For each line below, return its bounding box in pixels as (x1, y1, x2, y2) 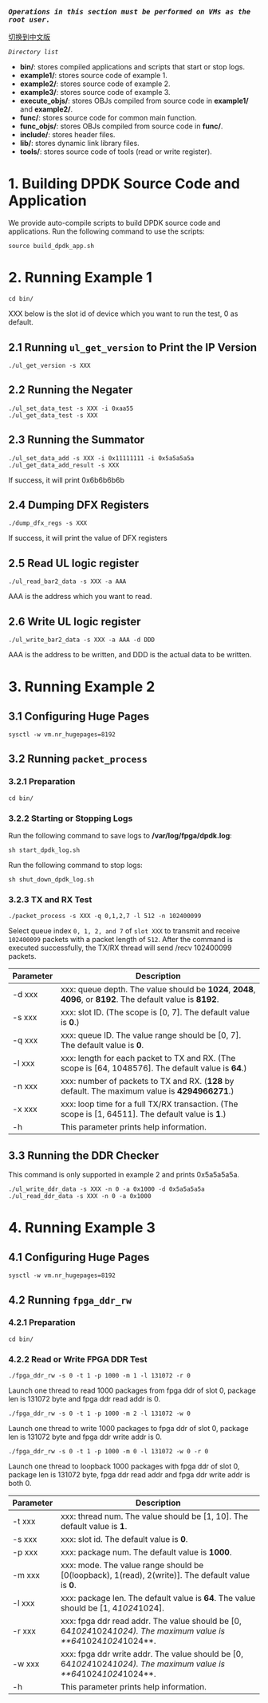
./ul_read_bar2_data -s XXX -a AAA (8, 578, 127, 585)
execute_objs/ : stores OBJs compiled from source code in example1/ (19, 96, 249, 106)
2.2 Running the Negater (8, 383, 133, 397)
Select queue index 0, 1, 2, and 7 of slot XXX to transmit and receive (8, 926, 241, 936)
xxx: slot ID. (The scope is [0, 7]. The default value (60, 1007, 250, 1018)
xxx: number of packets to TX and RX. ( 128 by (60, 1076, 235, 1087)
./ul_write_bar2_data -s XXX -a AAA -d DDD (8, 636, 156, 645)
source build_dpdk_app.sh (8, 242, 94, 250)
